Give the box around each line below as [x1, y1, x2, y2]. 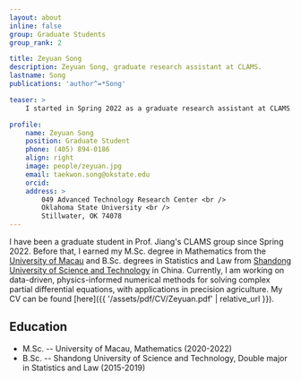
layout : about [9, 13, 63, 22]
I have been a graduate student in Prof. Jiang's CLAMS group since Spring [9, 237, 284, 247]
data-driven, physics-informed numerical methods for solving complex [9, 274, 271, 285]
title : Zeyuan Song [9, 55, 82, 64]
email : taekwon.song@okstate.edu [25, 169, 150, 179]
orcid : [25, 178, 50, 187]
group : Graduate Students [9, 30, 106, 39]
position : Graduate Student [25, 136, 130, 146]
